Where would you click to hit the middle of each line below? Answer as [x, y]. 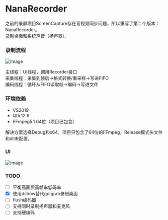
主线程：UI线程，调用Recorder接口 [41, 72]
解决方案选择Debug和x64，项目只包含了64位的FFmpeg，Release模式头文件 [84, 132]
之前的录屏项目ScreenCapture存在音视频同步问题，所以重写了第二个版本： [82, 23]
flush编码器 [24, 200]
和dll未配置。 [19, 138]
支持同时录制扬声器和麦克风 [41, 206]
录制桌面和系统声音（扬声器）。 [37, 36]
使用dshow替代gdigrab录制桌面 [45, 194]
